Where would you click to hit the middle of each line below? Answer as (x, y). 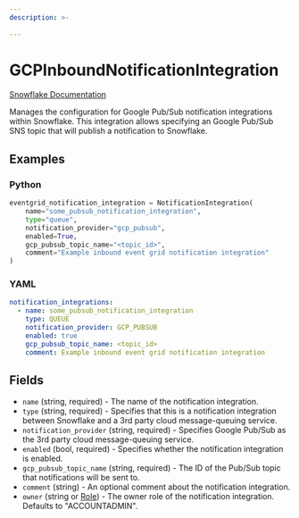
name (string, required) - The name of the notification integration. (140, 402)
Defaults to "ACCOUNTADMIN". (80, 506)
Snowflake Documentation (58, 95)
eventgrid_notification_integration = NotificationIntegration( (131, 203)
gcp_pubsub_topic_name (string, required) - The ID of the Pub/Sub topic (151, 468)
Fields (27, 380)
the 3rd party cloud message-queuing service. (108, 439)
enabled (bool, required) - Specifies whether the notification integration (153, 449)
